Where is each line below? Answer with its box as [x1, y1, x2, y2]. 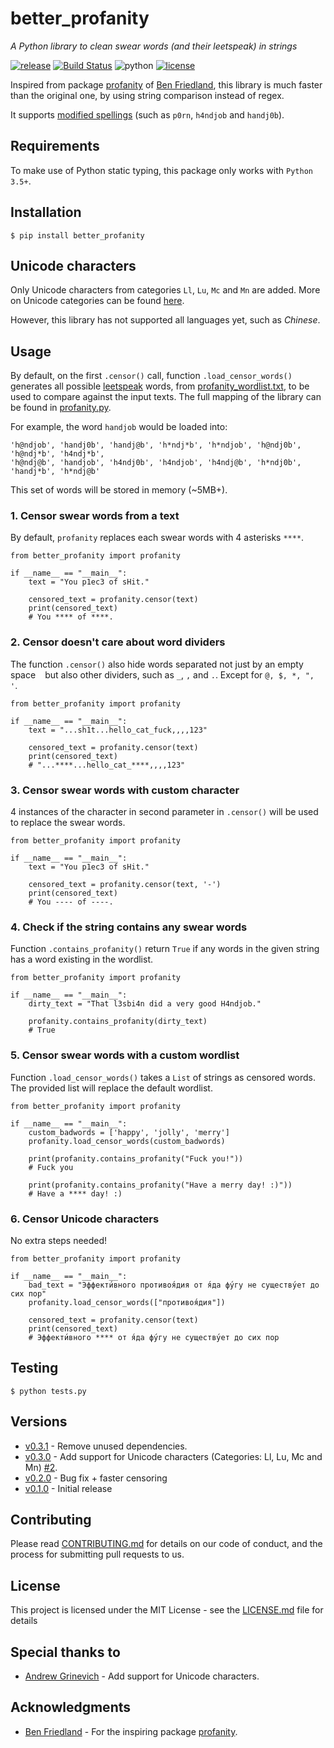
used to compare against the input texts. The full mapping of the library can [10, 391, 322, 403]
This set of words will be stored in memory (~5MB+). [10, 484, 228, 496]
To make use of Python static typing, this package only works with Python [10, 164, 313, 176]
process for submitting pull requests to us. [10, 1548, 185, 1561]
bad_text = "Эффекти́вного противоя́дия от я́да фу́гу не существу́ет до [28, 1280, 320, 1290]
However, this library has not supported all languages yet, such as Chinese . [10, 314, 321, 326]
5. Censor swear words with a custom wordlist [10, 1048, 240, 1062]
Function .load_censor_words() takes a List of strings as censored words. [10, 1071, 317, 1083]
